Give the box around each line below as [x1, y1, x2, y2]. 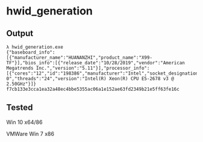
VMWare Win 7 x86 [6, 130, 54, 137]
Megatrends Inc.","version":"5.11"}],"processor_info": [6, 65, 150, 71]
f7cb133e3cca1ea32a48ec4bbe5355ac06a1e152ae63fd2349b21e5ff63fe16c [6, 86, 180, 92]
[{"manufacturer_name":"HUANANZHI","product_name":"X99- [6, 55, 153, 61]
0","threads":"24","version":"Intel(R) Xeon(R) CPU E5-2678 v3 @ [6, 76, 174, 82]
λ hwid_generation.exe [6, 44, 63, 50]
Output [6, 28, 33, 39]
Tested [6, 102, 33, 113]
